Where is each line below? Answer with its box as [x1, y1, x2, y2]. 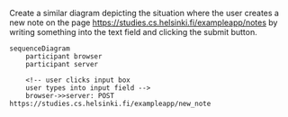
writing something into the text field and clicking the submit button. [9, 27, 258, 37]
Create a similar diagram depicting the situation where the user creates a [9, 8, 279, 18]
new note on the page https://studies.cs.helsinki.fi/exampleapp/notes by [9, 17, 278, 28]
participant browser [25, 52, 103, 61]
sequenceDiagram [9, 44, 70, 53]
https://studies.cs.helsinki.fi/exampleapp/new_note [9, 99, 211, 108]
